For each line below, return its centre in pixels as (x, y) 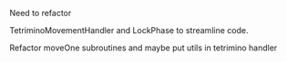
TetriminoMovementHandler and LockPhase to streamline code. (129, 30)
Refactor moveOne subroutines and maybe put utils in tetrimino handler (143, 48)
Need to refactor (41, 13)
